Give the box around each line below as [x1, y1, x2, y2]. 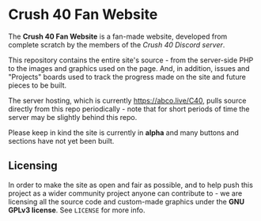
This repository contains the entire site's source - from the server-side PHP [8, 55, 254, 65]
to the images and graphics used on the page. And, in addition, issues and [8, 63, 251, 73]
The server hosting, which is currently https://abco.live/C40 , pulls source [8, 96, 247, 105]
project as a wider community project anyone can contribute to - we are [8, 188, 243, 198]
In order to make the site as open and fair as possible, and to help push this [8, 180, 253, 189]
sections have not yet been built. [8, 136, 115, 145]
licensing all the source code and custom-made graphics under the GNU [8, 197, 245, 206]
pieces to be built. [8, 81, 67, 90]
